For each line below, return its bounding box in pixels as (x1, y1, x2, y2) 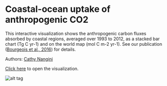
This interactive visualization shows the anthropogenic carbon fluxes (5, 30, 147, 36)
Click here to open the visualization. (5, 66, 79, 72)
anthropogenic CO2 (5, 14, 89, 25)
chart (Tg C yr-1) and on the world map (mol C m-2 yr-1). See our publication (5, 41, 163, 47)
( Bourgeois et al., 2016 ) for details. (5, 46, 76, 52)
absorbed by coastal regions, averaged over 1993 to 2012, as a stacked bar (5, 36, 160, 42)
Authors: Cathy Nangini (5, 56, 53, 62)
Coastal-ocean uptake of (5, 3, 111, 15)
